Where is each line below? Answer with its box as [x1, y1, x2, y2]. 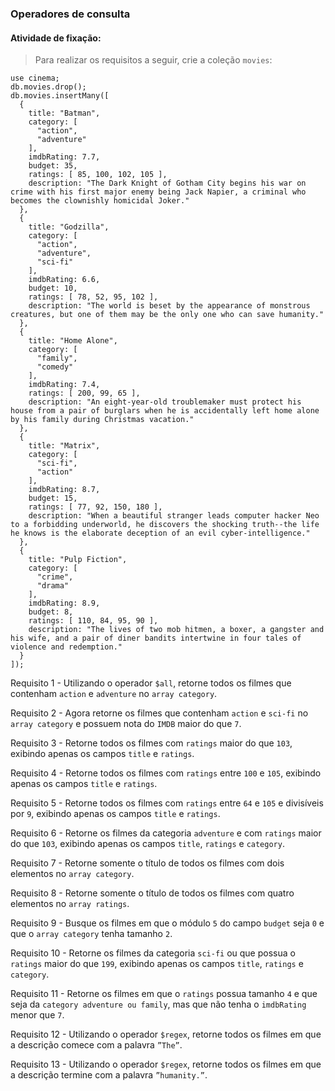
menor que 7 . [10, 1009, 65, 1021]
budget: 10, [28, 283, 78, 294]
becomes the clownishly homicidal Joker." [10, 196, 190, 206]
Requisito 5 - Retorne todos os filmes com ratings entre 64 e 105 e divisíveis [10, 797, 324, 809]
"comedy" [36, 362, 74, 372]
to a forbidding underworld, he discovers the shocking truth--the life [10, 520, 320, 530]
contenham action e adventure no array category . [10, 688, 218, 700]
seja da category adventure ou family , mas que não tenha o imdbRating [10, 998, 307, 1011]
